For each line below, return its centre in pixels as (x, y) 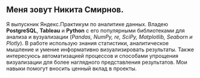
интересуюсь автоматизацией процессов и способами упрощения (92, 55)
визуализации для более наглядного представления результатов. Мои (97, 62)
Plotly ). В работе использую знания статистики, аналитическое (88, 43)
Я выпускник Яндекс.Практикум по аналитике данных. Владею (87, 24)
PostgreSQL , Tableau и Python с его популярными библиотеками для (95, 30)
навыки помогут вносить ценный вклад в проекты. (71, 68)
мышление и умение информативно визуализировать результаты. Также (100, 49)
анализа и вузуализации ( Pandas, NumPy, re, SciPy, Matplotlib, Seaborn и (100, 37)
